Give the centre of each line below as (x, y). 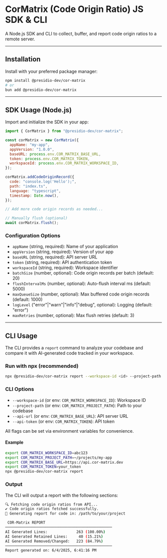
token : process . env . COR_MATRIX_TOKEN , (50, 159)
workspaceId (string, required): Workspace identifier (65, 268)
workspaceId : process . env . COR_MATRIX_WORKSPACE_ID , (64, 163)
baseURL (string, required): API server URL (55, 257)
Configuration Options (33, 236)
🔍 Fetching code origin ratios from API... (51, 504)
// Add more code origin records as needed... (54, 209)
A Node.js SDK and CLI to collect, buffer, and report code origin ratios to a (81, 33)
